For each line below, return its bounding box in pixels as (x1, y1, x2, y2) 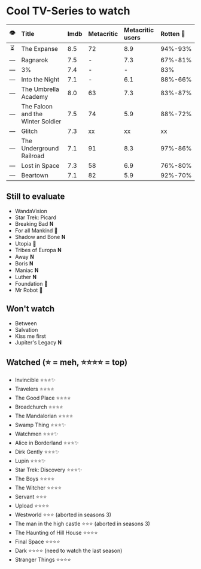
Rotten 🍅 (160, 29, 185, 38)
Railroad (21, 152, 45, 160)
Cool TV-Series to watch (6, 4, 130, 18)
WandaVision (14, 207, 48, 214)
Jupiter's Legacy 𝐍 (14, 338, 62, 346)
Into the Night (21, 75, 60, 83)
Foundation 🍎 (14, 280, 48, 287)
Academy (21, 92, 48, 101)
